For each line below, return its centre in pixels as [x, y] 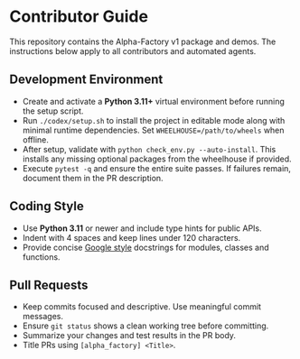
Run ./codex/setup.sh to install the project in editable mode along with [154, 120]
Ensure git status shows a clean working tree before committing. [145, 326]
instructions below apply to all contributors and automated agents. [133, 51]
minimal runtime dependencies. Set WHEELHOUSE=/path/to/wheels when [153, 130]
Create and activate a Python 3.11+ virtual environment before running [153, 101]
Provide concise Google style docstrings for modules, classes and [145, 247]
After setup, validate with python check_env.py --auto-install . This [149, 149]
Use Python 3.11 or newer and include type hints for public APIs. [142, 228]
